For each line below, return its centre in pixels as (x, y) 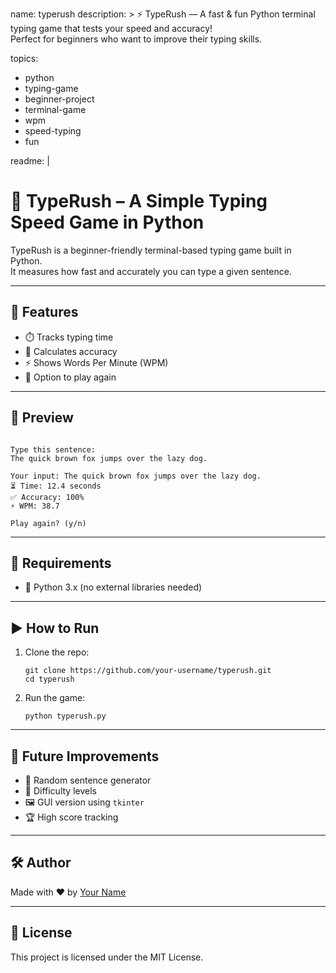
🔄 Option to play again (70, 377)
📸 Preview (42, 418)
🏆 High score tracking (71, 817)
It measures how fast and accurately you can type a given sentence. (151, 271)
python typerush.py (65, 716)
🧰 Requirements (61, 563)
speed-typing (53, 131)
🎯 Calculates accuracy (71, 351)
